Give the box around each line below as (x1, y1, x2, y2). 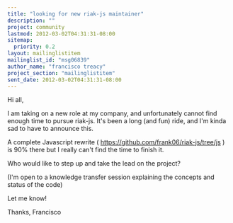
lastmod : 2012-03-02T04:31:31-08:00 (7, 30, 115, 38)
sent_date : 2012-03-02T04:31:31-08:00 (7, 76, 122, 84)
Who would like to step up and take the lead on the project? (7, 159, 181, 168)
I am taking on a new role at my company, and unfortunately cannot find (7, 109, 217, 118)
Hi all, (7, 96, 24, 104)
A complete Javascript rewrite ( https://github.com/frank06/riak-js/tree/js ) (7, 138, 225, 147)
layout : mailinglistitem (7, 50, 81, 57)
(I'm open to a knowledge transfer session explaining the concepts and (7, 173, 215, 181)
